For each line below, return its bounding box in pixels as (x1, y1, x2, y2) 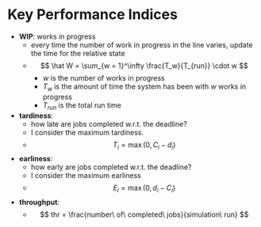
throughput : (18, 198, 60, 207)
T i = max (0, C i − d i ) (113, 140, 176, 151)
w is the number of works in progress (42, 73, 166, 82)
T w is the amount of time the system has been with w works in (42, 81, 247, 93)
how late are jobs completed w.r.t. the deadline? (30, 119, 187, 128)
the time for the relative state (30, 48, 125, 58)
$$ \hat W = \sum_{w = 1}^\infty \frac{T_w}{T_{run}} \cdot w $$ (40, 61, 248, 70)
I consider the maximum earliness (30, 171, 142, 180)
